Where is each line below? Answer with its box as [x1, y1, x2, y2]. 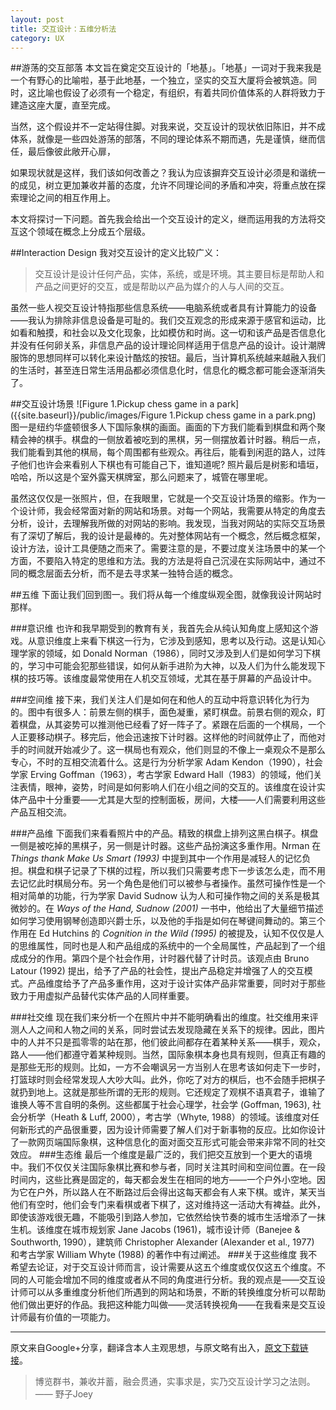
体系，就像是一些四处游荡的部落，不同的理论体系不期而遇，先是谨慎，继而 [10, 133, 317, 145]
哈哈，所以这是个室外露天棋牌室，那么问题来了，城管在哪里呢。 [10, 471, 273, 483]
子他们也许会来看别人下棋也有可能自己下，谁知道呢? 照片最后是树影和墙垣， [10, 459, 325, 471]
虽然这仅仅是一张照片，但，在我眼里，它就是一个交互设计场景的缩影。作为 [10, 492, 317, 505]
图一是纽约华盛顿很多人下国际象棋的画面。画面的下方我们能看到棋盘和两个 [10, 421, 317, 433]
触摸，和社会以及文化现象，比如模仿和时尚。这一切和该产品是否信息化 [36, 327, 326, 339]
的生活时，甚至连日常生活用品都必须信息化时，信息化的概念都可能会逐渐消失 [10, 364, 326, 376]
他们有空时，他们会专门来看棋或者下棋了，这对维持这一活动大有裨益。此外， [10, 1199, 326, 1211]
